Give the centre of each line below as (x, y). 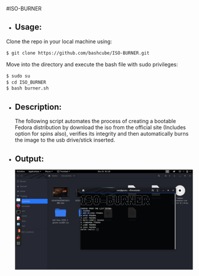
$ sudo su (18, 76)
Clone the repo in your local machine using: (59, 41)
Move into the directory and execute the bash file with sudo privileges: (92, 64)
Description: (38, 107)
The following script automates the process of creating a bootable (95, 121)
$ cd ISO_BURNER (26, 82)
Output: (29, 158)
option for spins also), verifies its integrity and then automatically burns (102, 134)
